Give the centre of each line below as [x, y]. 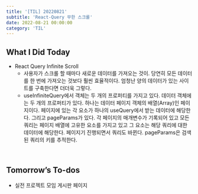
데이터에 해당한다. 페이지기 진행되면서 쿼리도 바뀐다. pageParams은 [102, 132]
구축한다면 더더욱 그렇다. [63, 88]
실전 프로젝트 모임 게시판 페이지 [51, 185]
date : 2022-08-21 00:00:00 [39, 22]
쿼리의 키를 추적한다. [54, 140]
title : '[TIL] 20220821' [37, 12]
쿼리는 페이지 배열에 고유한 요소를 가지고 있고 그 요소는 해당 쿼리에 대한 [106, 125]
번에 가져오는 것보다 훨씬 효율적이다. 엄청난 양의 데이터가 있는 [107, 81]
